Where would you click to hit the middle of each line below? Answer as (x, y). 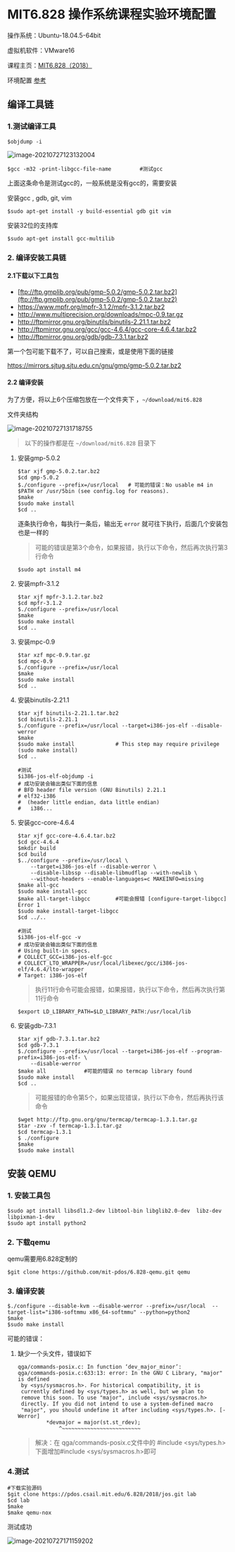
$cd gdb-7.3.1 (38, 1045)
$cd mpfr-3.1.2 (40, 603)
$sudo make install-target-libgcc (68, 911)
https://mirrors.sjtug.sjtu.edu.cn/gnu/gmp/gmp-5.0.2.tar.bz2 (94, 365)
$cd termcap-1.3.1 (44, 1132)
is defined (33, 1379)
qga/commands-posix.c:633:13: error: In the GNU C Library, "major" (120, 1373)
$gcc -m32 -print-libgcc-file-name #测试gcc (85, 169)
